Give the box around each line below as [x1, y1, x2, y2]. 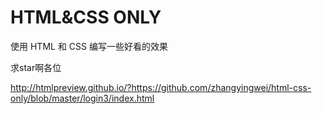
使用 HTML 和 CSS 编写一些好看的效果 [10, 40, 168, 52]
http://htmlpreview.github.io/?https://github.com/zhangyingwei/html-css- [10, 81, 312, 93]
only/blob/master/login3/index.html [10, 92, 155, 104]
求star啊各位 [10, 61, 62, 73]
